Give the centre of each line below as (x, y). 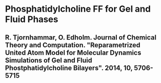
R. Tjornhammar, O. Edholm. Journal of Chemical (81, 37)
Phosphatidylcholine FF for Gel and (78, 9)
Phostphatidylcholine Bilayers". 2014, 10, (69, 68)
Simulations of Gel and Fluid (49, 60)
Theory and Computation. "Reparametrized (73, 45)
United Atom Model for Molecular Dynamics (73, 52)
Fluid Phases (32, 19)
